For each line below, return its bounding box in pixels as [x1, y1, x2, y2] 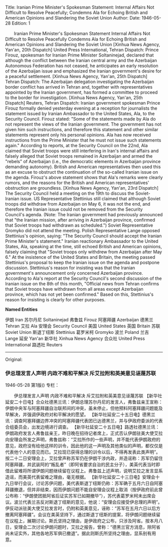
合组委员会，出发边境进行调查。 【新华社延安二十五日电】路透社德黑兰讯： [5, 424, 160, 430]
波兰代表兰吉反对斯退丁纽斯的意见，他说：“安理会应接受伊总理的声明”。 [13, 499, 162, 505]
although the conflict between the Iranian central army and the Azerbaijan [5, 58, 157, 63]
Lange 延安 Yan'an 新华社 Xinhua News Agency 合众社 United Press [5, 335, 145, 341]
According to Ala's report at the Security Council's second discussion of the [5, 275, 162, 281]
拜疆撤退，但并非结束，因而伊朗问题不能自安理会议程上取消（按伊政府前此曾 [5, 486, 163, 492]
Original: [5, 356, 23, 362]
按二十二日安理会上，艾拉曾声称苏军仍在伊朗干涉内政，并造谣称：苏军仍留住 [5, 455, 163, 461]
